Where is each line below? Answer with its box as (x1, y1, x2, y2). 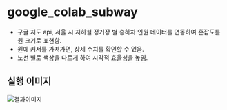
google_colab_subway (7, 4, 138, 20)
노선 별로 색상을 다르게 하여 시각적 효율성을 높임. (17, 53, 148, 62)
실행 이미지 (7, 76, 52, 87)
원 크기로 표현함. (17, 36, 62, 45)
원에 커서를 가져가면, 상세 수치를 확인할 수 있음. (17, 45, 145, 53)
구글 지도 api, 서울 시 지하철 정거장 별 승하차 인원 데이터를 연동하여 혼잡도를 (17, 27, 221, 36)
